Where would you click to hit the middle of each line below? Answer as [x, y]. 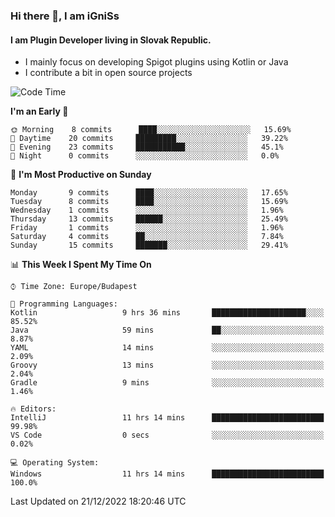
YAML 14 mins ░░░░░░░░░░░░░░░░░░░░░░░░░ [167, 348]
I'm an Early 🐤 [39, 111]
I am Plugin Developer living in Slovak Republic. [111, 40]
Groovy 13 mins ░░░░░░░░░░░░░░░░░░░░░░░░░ [167, 365]
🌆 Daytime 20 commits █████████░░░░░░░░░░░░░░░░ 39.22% [149, 139]
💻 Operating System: [55, 463]
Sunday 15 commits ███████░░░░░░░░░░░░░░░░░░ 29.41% [149, 245]
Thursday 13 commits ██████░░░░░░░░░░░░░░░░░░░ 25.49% [149, 219]
